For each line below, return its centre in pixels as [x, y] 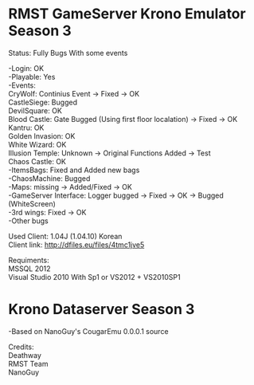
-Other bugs [29, 221]
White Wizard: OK [37, 144]
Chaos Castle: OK [37, 161]
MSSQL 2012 [29, 269]
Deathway [25, 355]
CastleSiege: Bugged [43, 102]
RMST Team [28, 363]
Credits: [21, 347]
